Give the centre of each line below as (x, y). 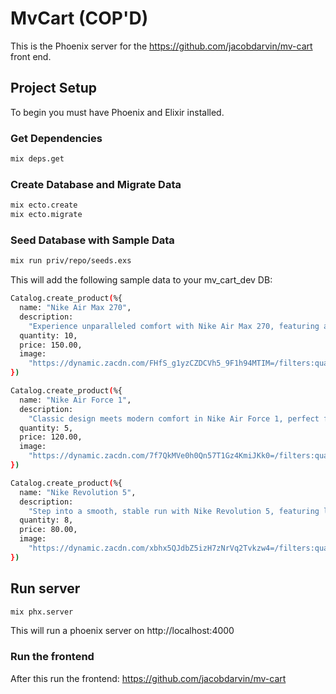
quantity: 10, (48, 335)
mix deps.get (37, 159)
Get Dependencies (56, 138)
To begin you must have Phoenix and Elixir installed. (117, 112)
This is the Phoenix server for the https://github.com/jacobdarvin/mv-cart (161, 46)
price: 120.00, (51, 437)
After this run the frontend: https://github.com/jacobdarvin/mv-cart (148, 678)
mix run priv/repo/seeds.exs (71, 261)
